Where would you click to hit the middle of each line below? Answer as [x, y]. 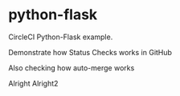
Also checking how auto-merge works [72, 68]
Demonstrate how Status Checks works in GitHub [90, 52]
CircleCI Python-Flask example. [61, 37]
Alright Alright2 [33, 83]
